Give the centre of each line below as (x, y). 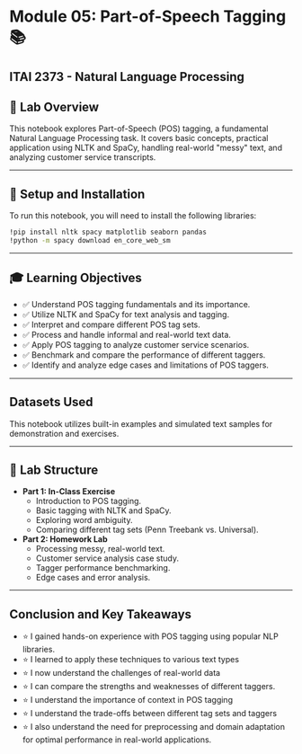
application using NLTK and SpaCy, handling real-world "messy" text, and (146, 148)
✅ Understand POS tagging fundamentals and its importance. (136, 304)
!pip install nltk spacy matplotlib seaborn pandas (108, 232)
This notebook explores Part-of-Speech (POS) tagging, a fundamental (139, 129)
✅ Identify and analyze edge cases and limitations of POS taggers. (146, 365)
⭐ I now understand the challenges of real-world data (121, 673)
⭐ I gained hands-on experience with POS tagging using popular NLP (150, 636)
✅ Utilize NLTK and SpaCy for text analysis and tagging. (126, 314)
